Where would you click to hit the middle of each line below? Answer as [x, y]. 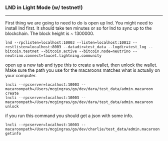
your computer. [21, 76]
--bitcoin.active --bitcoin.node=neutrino [86, 51]
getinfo [13, 134]
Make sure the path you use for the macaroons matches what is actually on [83, 70]
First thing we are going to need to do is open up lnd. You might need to [79, 23]
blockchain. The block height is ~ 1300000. [50, 33]
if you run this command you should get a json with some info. [69, 116]
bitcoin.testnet [22, 51]
